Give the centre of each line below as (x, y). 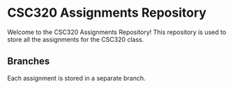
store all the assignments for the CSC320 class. (76, 39)
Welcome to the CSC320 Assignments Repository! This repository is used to (117, 32)
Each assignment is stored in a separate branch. (76, 78)
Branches (29, 62)
